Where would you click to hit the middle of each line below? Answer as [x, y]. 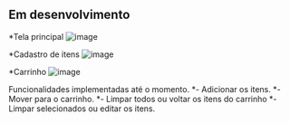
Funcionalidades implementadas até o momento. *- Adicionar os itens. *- [145, 89]
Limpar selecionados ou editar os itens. [82, 109]
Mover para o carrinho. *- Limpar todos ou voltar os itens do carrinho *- [143, 99]
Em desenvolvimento [69, 15]
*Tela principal [36, 36]
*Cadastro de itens [44, 54]
